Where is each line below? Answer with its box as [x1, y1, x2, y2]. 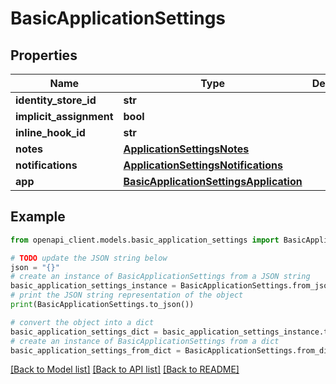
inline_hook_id [15, 126, 86, 139]
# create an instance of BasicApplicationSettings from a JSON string [10, 272, 311, 282]
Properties [10, 47, 78, 64]
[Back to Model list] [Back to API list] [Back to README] [10, 363, 240, 376]
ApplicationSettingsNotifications [123, 158, 283, 172]
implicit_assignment [15, 110, 114, 123]
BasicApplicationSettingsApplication [123, 175, 303, 188]
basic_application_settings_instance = [10, 281, 177, 291]
